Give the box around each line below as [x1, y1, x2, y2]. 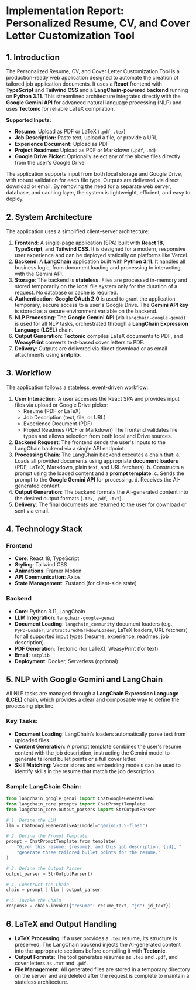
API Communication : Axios [14, 573, 81, 581]
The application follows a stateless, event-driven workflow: [6, 384, 149, 391]
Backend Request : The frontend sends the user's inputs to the [14, 438, 166, 446]
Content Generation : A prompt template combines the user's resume [14, 743, 182, 750]
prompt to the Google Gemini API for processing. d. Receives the [14, 476, 172, 483]
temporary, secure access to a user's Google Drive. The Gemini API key [14, 301, 189, 308]
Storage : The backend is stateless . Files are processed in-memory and [14, 276, 187, 284]
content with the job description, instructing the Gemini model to [14, 749, 170, 756]
